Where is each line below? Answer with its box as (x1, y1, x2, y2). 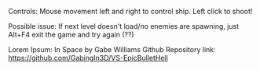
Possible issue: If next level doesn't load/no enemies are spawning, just (8, 22, 240, 30)
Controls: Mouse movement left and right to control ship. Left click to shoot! (8, 7, 253, 16)
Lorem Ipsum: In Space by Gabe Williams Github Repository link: (8, 45, 216, 54)
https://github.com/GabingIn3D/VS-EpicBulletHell (8, 54, 169, 62)
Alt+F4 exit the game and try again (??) (8, 30, 135, 39)
